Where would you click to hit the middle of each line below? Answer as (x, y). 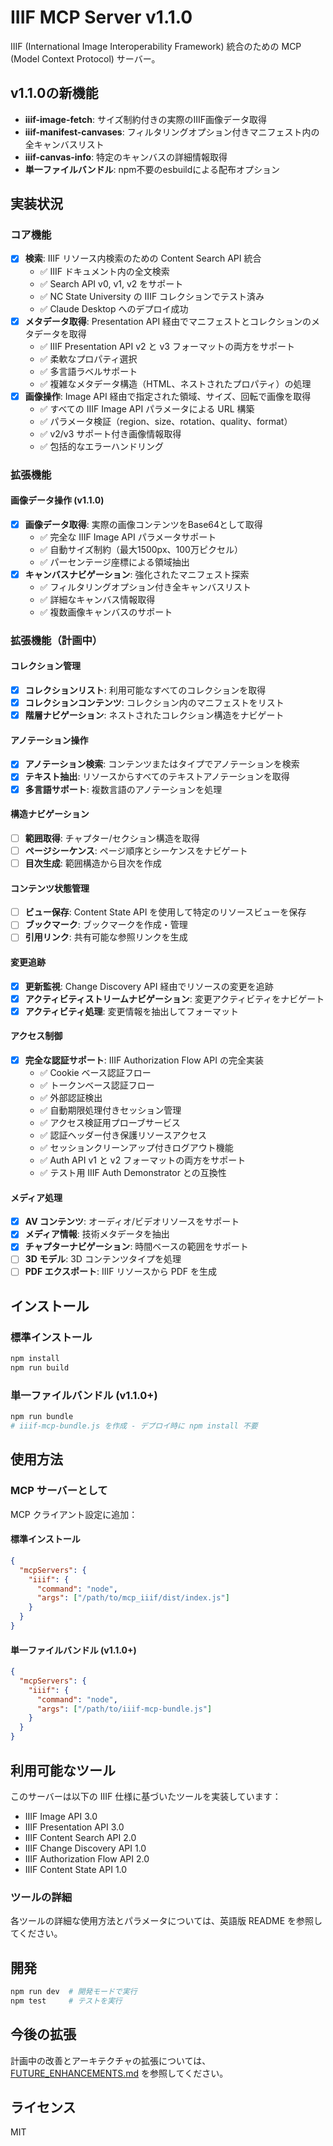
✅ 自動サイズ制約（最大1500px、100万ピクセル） (141, 549)
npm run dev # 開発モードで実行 (74, 1992)
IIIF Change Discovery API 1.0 (85, 1848)
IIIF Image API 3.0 (61, 1816)
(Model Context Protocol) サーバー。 (85, 58)
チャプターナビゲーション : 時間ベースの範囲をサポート (136, 1247)
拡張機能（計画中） (56, 640)
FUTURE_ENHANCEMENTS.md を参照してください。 (119, 2073)
